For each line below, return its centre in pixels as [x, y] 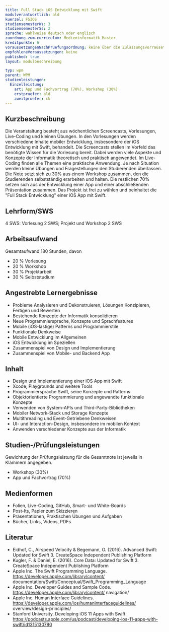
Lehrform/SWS [29, 211]
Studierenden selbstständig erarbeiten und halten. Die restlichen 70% [77, 179]
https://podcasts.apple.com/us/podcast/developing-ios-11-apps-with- [85, 619]
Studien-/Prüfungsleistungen [53, 445]
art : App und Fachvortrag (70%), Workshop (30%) [66, 89]
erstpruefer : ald [32, 94]
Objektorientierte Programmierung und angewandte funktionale [78, 397]
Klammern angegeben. [29, 463]
